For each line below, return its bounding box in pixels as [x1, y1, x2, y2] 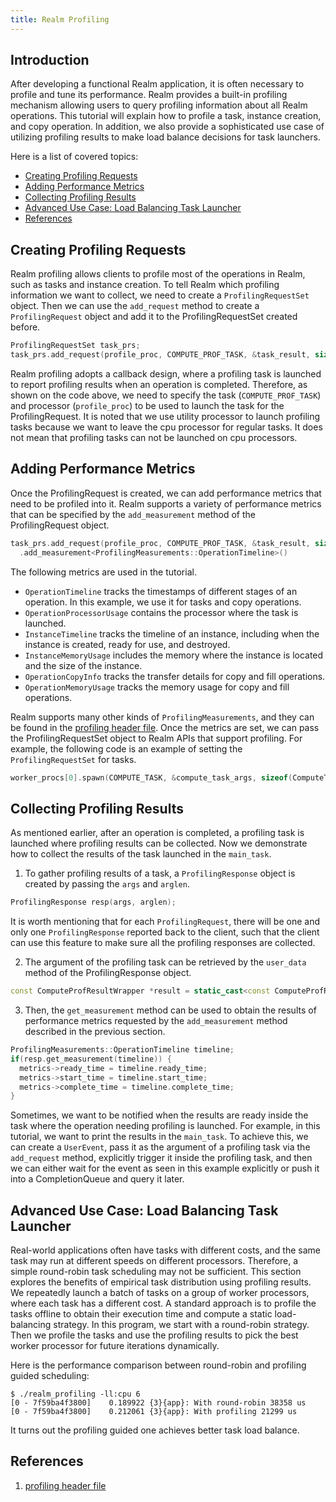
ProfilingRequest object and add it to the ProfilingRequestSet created [10, 311, 298, 323]
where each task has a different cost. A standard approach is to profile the [10, 1297, 317, 1310]
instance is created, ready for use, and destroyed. [24, 638, 231, 650]
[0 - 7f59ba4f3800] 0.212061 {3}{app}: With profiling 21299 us [10, 1407, 298, 1417]
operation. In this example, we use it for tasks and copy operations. [24, 596, 302, 608]
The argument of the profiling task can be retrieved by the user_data [24, 956, 307, 968]
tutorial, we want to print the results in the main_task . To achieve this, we [10, 1131, 309, 1143]
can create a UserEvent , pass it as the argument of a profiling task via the [10, 1141, 311, 1153]
